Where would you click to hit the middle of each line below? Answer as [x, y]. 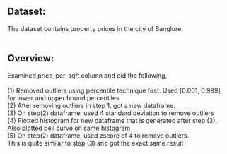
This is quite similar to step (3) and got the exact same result [95, 143]
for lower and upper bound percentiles [64, 97]
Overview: [31, 58]
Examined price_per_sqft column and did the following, [87, 75]
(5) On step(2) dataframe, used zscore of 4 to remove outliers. [98, 135]
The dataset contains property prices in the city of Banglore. [95, 28]
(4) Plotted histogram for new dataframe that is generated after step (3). [112, 120]
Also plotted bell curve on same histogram [69, 128]
